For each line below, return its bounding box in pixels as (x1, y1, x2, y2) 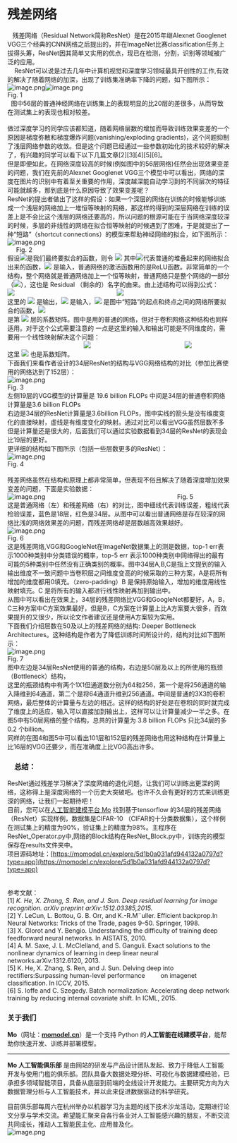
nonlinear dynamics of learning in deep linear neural (7, 949, 159, 957)
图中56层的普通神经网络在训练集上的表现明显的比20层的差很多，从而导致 (10, 99, 224, 107)
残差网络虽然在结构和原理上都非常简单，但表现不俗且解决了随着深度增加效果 (7, 476, 230, 484)
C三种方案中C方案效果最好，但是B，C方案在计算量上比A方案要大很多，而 (7, 604, 221, 612)
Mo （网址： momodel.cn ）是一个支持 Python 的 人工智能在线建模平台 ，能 (7, 1030, 221, 1039)
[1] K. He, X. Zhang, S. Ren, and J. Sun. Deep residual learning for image (7, 897, 218, 905)
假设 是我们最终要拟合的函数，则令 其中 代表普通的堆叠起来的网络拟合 (7, 253, 230, 262)
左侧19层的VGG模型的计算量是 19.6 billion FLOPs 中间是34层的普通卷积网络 (7, 391, 226, 399)
